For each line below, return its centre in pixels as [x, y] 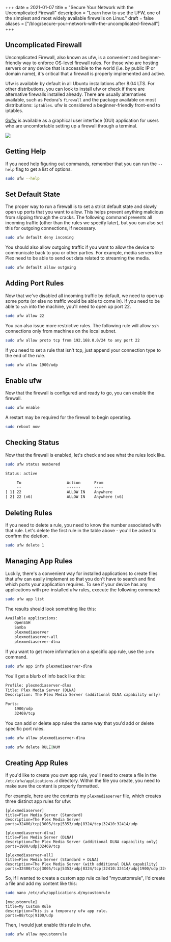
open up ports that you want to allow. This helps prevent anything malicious [84, 212]
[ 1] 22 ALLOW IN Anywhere [59, 492]
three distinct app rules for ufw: [38, 801]
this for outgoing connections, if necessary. [51, 228]
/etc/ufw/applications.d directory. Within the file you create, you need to [83, 781]
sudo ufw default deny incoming [39, 238]
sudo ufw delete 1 [25, 545]
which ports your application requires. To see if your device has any [76, 584]
